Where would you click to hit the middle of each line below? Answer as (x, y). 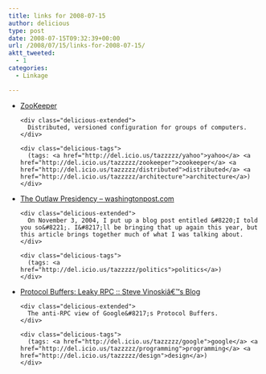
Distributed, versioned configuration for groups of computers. (137, 127)
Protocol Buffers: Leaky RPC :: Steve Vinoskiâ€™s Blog (110, 291)
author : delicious (39, 23)
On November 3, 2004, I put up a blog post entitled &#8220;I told (143, 220)
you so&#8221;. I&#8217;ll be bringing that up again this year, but (139, 227)
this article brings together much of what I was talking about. (131, 234)
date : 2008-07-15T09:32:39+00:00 (64, 38)
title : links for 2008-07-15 (57, 16)
